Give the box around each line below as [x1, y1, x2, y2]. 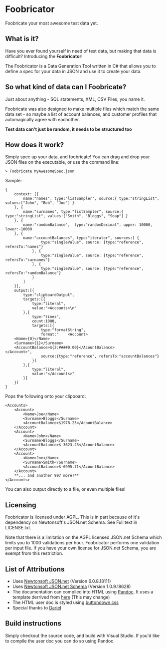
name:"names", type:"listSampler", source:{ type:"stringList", [23, 196, 160, 201]
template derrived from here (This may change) [12, 594, 110, 600]
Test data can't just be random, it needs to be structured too [5, 126, 132, 132]
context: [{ [14, 192, 39, 197]
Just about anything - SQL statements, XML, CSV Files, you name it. [5, 96, 145, 102]
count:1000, [31, 319, 57, 324]
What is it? [5, 35, 39, 43]
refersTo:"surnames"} [5, 257, 50, 262]
